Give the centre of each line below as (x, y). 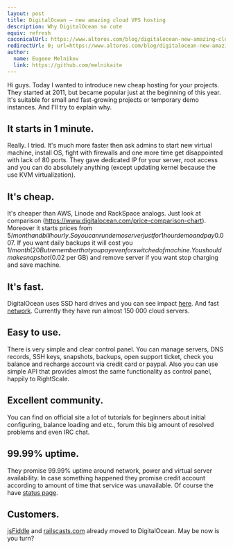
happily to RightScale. (38, 378)
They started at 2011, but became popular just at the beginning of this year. (114, 92)
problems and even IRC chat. (49, 432)
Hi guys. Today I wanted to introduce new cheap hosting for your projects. (113, 85)
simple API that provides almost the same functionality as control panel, (110, 371)
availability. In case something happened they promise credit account (106, 478)
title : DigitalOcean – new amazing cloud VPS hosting (87, 20)
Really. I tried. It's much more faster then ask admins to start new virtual (110, 146)
